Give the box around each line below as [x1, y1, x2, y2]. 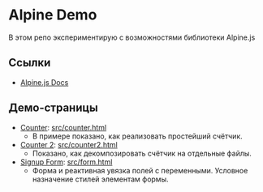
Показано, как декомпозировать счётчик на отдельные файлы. [32, 148, 252, 158]
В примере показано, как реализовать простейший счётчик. [32, 131, 244, 141]
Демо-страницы [8, 101, 99, 115]
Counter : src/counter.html [19, 122, 107, 132]
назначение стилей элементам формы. [32, 174, 169, 184]
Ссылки [8, 56, 51, 70]
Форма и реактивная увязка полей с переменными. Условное [32, 165, 248, 175]
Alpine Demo [8, 6, 97, 24]
